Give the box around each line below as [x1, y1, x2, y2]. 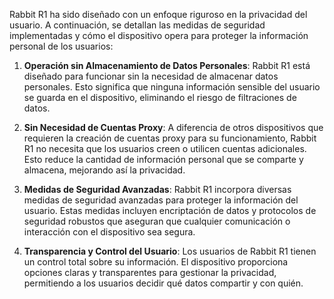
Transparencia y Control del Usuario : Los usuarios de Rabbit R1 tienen [23, 245, 317, 257]
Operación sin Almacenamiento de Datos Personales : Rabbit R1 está [23, 60, 311, 71]
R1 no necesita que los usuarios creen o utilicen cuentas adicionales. [23, 143, 307, 154]
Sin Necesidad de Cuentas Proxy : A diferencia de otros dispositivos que [23, 122, 324, 133]
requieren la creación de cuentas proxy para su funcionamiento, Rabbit [23, 132, 317, 144]
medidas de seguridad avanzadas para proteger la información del [23, 194, 299, 206]
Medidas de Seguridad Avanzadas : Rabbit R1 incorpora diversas [23, 184, 292, 195]
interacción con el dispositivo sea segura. [23, 226, 196, 238]
